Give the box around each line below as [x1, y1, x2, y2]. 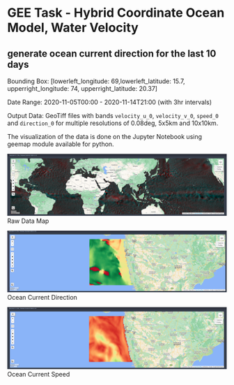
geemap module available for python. [7, 140, 114, 148]
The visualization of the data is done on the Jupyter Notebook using [7, 133, 203, 140]
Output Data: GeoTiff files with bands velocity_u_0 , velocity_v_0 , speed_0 [7, 112, 219, 119]
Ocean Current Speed [7, 370, 70, 378]
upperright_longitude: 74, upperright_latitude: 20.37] [7, 85, 158, 92]
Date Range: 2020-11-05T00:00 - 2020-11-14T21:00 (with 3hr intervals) [7, 98, 212, 106]
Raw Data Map [7, 217, 49, 225]
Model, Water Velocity [7, 20, 139, 36]
